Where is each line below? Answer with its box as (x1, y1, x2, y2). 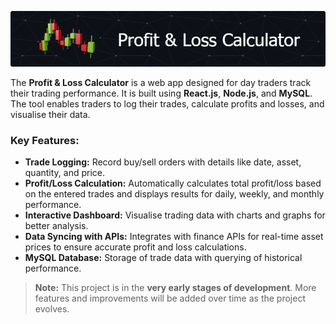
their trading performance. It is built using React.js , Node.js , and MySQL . (10, 87, 313, 99)
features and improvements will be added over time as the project (34, 292, 306, 305)
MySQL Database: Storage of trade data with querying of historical (24, 252, 303, 264)
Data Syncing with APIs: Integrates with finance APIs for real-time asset (24, 231, 324, 243)
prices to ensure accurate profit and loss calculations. (24, 241, 247, 253)
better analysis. (24, 220, 89, 232)
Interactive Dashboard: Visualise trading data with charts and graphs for (24, 209, 326, 221)
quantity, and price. (24, 167, 106, 179)
